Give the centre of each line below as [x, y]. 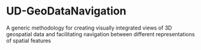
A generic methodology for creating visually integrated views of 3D [89, 28]
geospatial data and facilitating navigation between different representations [100, 34]
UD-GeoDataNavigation [66, 11]
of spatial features [29, 40]
